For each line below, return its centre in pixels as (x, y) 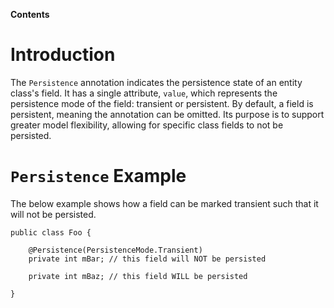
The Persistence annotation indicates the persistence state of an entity (156, 82)
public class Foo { (51, 232)
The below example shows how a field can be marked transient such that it (164, 203)
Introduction (63, 55)
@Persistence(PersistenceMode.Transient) (115, 250)
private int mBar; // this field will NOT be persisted (147, 259)
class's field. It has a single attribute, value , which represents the (144, 93)
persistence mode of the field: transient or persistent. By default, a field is (162, 103)
